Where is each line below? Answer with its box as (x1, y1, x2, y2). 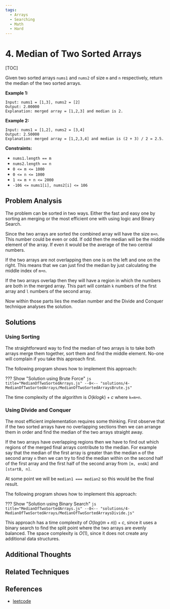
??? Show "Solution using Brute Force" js (5, 375, 92, 381)
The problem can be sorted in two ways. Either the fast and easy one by (5, 210, 155, 216)
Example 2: (5, 118, 29, 124)
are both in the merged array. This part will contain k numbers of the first (5, 283, 157, 289)
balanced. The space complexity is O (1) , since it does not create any (5, 530, 148, 536)
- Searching (10, 17, 35, 22)
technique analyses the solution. (5, 303, 73, 310)
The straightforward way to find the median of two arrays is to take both (5, 345, 155, 351)
